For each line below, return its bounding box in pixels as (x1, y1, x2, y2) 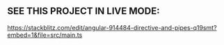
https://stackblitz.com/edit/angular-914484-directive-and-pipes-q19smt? (7, 23, 217, 31)
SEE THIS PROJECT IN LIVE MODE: (7, 5, 160, 17)
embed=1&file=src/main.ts (7, 31, 83, 39)
